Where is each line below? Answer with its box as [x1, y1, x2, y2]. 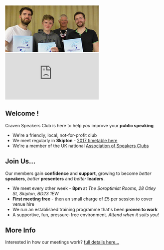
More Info [5, 226, 36, 235]
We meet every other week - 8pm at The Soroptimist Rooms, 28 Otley [12, 185, 156, 191]
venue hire [12, 201, 35, 207]
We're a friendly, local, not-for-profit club [12, 132, 97, 138]
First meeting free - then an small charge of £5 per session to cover [12, 196, 153, 202]
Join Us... [5, 157, 36, 166]
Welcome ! [5, 109, 39, 118]
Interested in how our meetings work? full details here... [5, 239, 120, 245]
